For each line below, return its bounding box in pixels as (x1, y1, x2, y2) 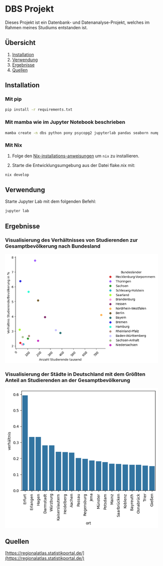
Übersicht (5, 39, 36, 47)
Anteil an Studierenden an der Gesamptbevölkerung (5, 377, 130, 383)
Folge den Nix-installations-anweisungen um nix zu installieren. (12, 153, 140, 159)
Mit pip (5, 96, 22, 102)
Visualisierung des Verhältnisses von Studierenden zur (5, 236, 138, 243)
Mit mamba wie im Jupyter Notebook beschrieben (5, 119, 125, 126)
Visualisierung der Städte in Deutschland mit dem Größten (5, 370, 146, 377)
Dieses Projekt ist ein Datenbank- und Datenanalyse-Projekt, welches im (5, 19, 150, 25)
